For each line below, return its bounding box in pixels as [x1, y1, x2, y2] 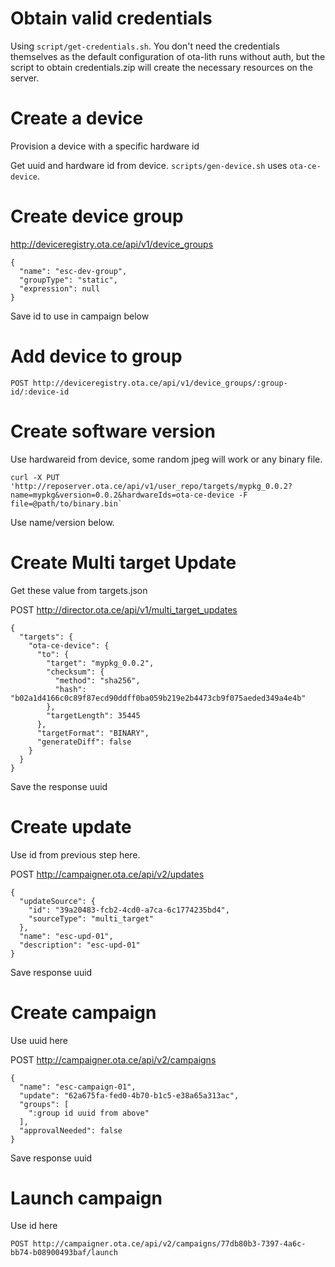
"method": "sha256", [54, 675, 141, 686]
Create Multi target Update [10, 551, 237, 574]
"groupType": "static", [19, 275, 118, 285]
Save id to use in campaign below [10, 310, 150, 322]
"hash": [54, 684, 87, 694]
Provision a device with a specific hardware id [10, 140, 200, 152]
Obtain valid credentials [10, 7, 213, 30]
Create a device [10, 107, 144, 130]
